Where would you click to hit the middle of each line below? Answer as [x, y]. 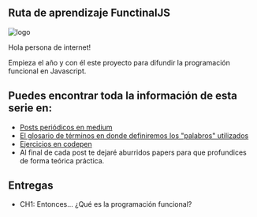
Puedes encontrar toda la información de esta [123, 96]
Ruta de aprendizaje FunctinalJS [89, 13]
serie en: [30, 108]
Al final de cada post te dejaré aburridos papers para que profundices [133, 152]
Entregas [31, 186]
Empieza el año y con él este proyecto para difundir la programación [119, 62]
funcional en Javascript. [47, 71]
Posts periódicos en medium [66, 127]
